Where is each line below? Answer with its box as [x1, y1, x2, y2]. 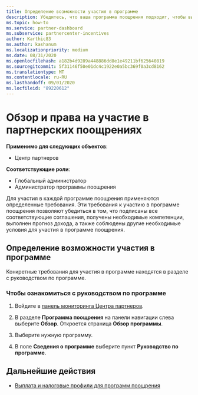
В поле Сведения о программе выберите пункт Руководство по [14, 343, 179, 350]
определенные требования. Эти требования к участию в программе [6, 201, 180, 208]
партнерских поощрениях [6, 123, 143, 137]
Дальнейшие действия [6, 366, 96, 376]
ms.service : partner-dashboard [6, 25, 83, 31]
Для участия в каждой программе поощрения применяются [6, 195, 159, 202]
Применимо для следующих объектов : [6, 143, 108, 150]
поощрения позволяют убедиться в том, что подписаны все [6, 207, 158, 214]
